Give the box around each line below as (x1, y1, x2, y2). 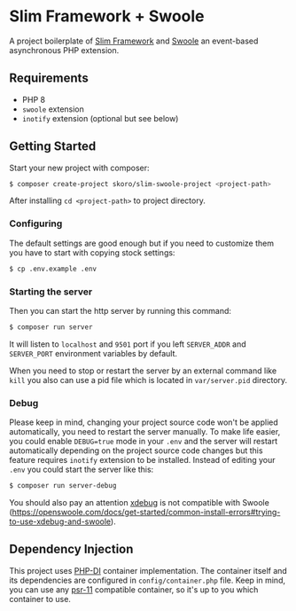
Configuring (9, 217, 63, 230)
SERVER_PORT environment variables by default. (9, 348, 178, 358)
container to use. (9, 593, 71, 604)
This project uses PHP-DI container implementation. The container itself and (9, 565, 288, 576)
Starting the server (9, 286, 93, 298)
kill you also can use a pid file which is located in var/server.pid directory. (9, 374, 288, 385)
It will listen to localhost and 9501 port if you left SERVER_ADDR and (9, 339, 246, 349)
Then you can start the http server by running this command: (9, 305, 232, 316)
